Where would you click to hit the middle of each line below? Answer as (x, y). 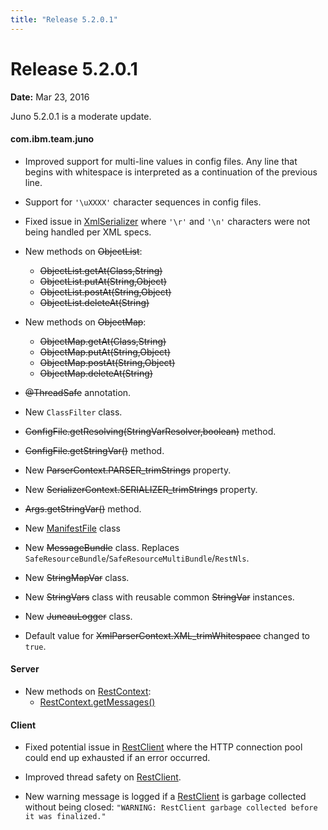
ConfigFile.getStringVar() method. (94, 450)
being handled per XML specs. (88, 232)
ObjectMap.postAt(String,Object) (107, 362)
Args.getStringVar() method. (83, 508)
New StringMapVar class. (77, 577)
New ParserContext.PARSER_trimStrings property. (128, 470)
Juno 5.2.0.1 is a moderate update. (81, 116)
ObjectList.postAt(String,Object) (105, 292)
